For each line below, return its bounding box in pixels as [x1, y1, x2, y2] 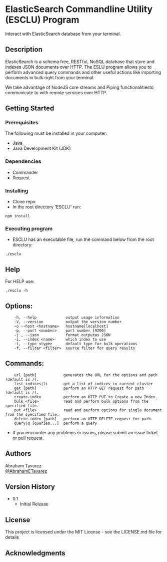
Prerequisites [5, 119, 38, 126]
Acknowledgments [5, 548, 66, 557]
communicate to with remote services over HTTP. [5, 89, 107, 96]
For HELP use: [5, 278, 34, 285]
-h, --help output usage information [14, 315, 120, 320]
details [5, 534, 19, 540]
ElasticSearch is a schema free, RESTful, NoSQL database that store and [5, 59, 155, 65]
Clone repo [12, 199, 36, 205]
